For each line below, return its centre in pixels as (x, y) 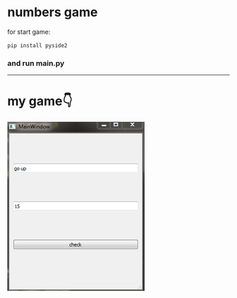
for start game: (29, 32)
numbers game (53, 12)
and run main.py (36, 63)
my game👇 (40, 101)
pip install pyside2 (38, 45)
